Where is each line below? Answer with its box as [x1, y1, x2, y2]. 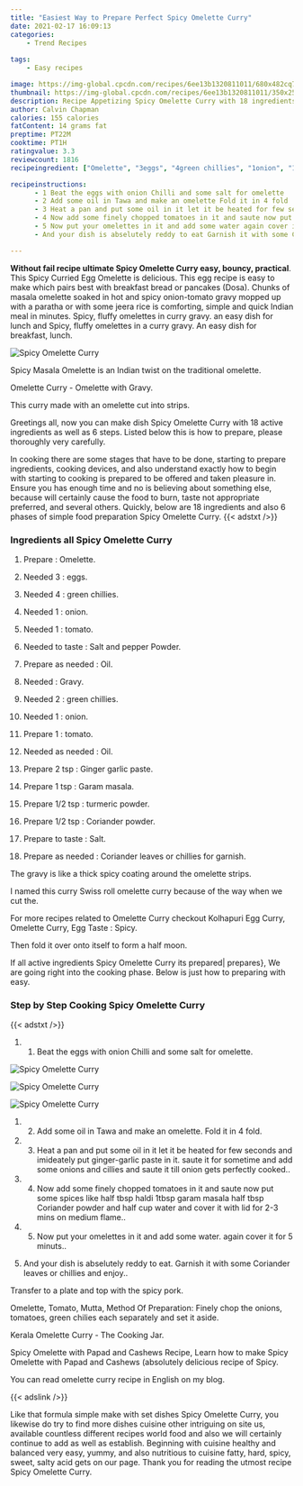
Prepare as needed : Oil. [22, 659, 113, 670]
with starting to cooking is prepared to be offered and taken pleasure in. [10, 472, 277, 483]
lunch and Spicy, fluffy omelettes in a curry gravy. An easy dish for [10, 320, 257, 331]
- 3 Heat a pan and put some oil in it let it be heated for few [33, 205, 284, 214]
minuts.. [36, 1241, 67, 1252]
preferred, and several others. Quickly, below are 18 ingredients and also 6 [10, 501, 286, 512]
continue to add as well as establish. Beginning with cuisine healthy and [10, 1438, 277, 1449]
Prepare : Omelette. [22, 553, 96, 564]
